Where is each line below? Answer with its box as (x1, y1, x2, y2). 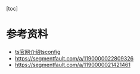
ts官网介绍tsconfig (14, 48, 61, 55)
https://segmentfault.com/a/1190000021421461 (14, 61, 131, 68)
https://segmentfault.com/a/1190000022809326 (14, 54, 134, 62)
